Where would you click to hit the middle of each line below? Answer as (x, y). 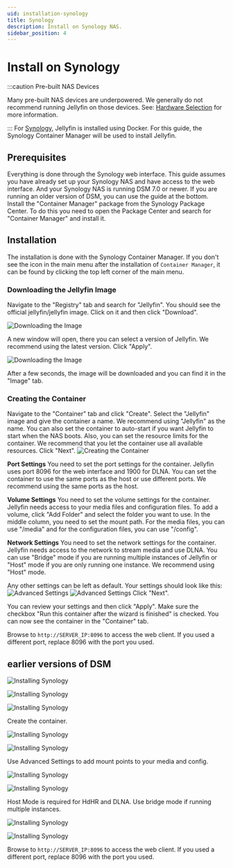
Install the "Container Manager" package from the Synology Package (106, 203)
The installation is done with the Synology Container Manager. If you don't (113, 257)
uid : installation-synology (48, 14)
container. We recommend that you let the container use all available (105, 443)
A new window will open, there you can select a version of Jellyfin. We (108, 339)
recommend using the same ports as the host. (73, 486)
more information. (33, 115)
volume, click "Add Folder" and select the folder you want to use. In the (109, 515)
